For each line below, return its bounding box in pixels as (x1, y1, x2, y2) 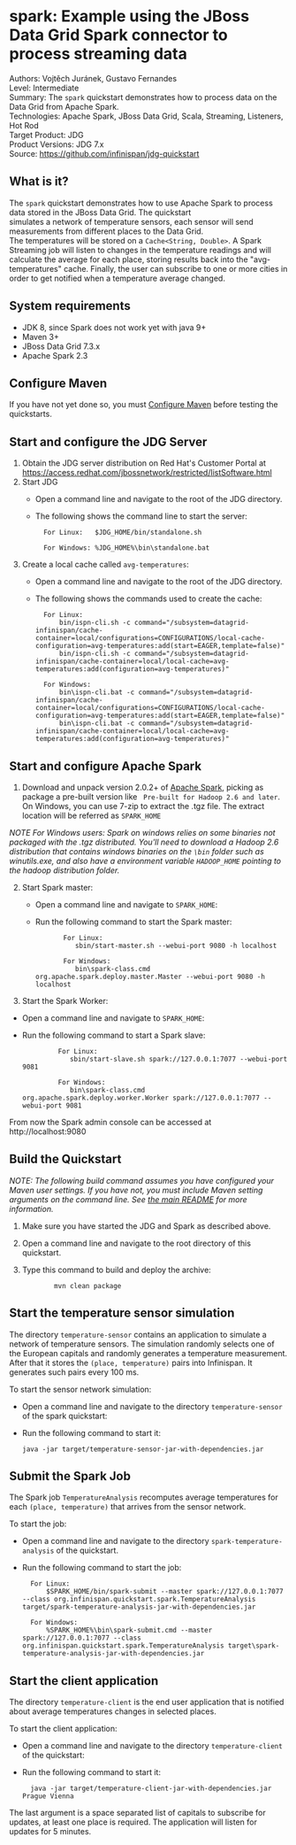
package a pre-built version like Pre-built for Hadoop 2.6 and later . (21, 791, 281, 802)
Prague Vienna (21, 1792, 74, 1801)
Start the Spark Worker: (21, 996, 109, 1006)
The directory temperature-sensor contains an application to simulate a (9, 1329, 267, 1339)
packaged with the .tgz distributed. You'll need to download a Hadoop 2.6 (9, 837, 279, 847)
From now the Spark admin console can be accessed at (9, 1117, 212, 1127)
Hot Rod (9, 120, 40, 130)
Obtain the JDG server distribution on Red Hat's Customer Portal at (21, 458, 267, 468)
